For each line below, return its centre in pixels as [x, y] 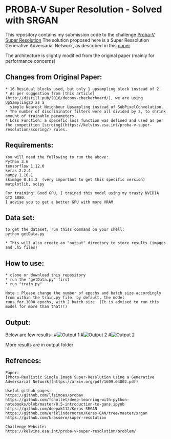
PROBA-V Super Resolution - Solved [84, 10]
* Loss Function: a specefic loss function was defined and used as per [84, 120]
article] [85, 94]
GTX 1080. [16, 197]
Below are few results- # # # [58, 335]
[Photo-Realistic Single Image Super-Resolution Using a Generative [80, 377]
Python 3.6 [17, 161]
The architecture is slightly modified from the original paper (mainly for [80, 56]
